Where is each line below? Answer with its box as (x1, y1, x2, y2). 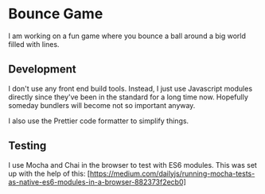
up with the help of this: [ (8, 169, 90, 178)
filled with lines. (8, 39, 60, 48)
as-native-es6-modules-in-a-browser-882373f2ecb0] (8, 177, 187, 187)
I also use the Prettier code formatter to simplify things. (8, 116, 189, 126)
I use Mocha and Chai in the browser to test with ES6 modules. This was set (8, 160, 257, 169)
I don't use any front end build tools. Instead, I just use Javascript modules (8, 83, 253, 93)
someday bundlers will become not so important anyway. (8, 100, 196, 110)
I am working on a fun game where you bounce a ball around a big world (8, 31, 247, 41)
